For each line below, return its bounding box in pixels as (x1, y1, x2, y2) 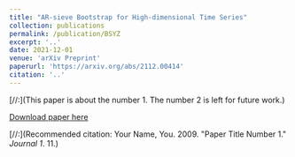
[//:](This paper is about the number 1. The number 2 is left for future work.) (9, 94, 285, 105)
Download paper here (9, 111, 89, 122)
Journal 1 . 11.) (9, 138, 59, 148)
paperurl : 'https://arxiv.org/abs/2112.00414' (9, 63, 184, 71)
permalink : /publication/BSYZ (9, 29, 121, 38)
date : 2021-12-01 (9, 46, 74, 55)
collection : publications (9, 21, 105, 30)
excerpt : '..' (9, 37, 62, 47)
